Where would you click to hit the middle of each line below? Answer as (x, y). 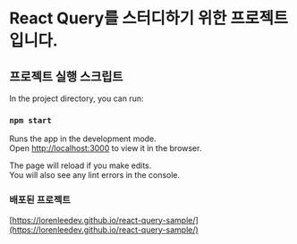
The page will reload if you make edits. (81, 165)
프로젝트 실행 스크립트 (66, 76)
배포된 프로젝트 (40, 200)
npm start (30, 120)
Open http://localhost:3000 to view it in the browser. (106, 148)
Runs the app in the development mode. (83, 139)
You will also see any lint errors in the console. (95, 175)
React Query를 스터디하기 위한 (118, 18)
